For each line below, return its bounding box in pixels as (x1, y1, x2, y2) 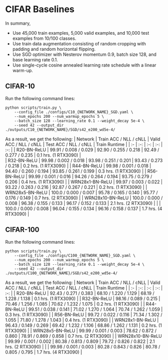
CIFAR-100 (5, 226, 40, 234)
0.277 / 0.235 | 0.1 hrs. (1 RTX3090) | (5, 152, 81, 158)
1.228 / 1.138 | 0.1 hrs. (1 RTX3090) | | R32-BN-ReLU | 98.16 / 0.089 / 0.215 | (5, 296, 160, 302)
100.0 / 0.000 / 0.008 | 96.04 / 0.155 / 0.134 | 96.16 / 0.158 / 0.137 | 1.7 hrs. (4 (5, 205, 162, 211)
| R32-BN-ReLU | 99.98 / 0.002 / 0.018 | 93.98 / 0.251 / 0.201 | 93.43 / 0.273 (5, 157, 163, 163)
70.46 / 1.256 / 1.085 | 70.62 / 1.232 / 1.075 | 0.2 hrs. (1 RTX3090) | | (5, 301, 145, 307)
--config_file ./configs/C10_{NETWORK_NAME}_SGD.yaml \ (14, 109, 134, 114)
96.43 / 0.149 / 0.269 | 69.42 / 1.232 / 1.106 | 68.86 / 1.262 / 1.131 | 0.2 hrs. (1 (5, 322, 162, 328)
